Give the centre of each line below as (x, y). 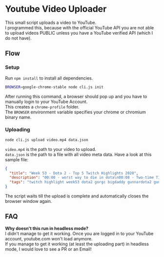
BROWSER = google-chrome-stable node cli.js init (54, 87)
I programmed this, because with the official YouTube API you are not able (80, 27)
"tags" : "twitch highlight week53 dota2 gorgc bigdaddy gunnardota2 (81, 182)
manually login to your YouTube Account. (46, 102)
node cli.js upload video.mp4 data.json (47, 140)
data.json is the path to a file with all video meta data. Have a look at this (78, 154)
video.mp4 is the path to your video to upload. (51, 149)
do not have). (18, 38)
